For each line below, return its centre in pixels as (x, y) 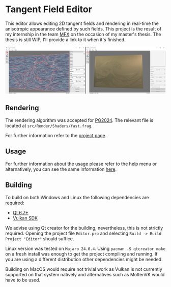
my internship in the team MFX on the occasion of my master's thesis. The (83, 34)
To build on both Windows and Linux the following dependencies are (77, 197)
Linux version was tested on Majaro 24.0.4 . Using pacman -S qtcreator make (85, 248)
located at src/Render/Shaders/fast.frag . (49, 125)
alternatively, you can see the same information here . (61, 169)
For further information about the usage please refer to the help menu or (81, 164)
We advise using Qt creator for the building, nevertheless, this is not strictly (84, 228)
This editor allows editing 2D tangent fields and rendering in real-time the (82, 23)
